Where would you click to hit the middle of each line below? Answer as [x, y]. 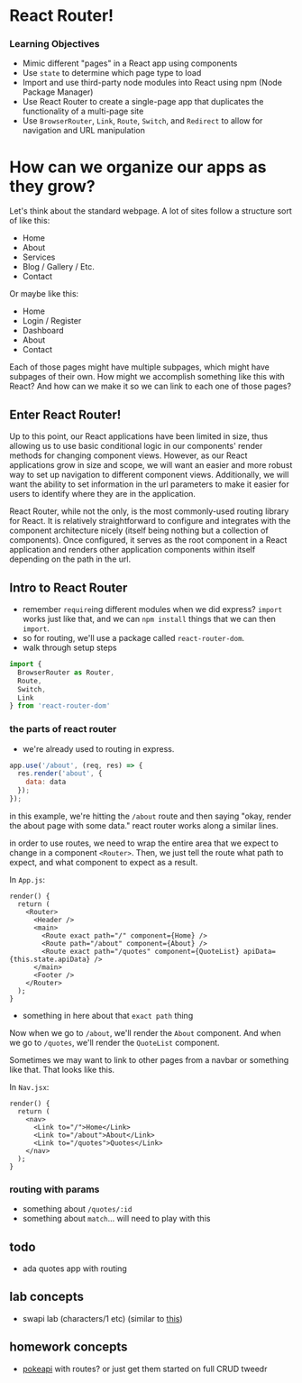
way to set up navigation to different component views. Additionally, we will [149, 475]
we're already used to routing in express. [98, 748]
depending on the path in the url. [70, 559]
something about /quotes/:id [77, 1209]
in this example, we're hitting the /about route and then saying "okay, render [151, 816]
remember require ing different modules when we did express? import [152, 609]
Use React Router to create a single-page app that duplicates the [143, 102]
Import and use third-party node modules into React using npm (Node [152, 83]
